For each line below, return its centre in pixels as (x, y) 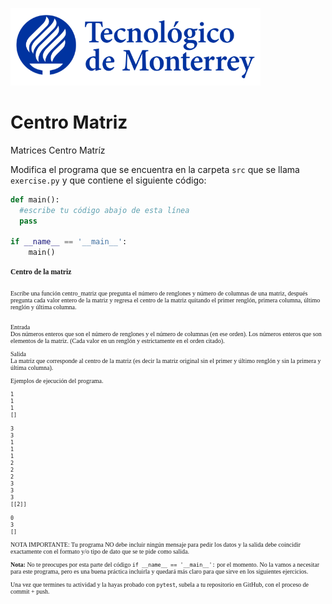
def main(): (35, 199)
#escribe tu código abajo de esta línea (104, 210)
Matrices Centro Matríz (58, 150)
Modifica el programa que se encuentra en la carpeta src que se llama (155, 169)
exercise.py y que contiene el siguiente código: (108, 180)
